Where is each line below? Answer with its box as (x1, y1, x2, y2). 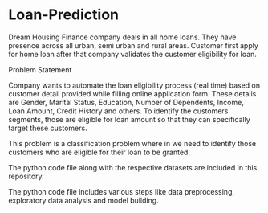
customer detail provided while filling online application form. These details (8, 88, 257, 98)
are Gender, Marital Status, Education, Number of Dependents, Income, (8, 97, 245, 107)
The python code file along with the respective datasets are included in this (8, 162, 258, 172)
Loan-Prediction (8, 6, 119, 24)
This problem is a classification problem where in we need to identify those (8, 138, 257, 148)
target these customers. (8, 123, 87, 133)
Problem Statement (8, 64, 72, 74)
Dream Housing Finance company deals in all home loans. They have (8, 32, 237, 42)
